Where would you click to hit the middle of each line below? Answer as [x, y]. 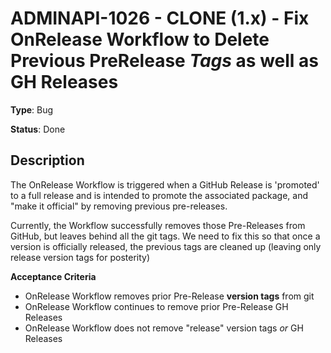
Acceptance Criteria [53, 276]
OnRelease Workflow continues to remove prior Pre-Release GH [156, 306]
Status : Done [38, 129]
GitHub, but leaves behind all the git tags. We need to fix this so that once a [165, 236]
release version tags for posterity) [80, 257]
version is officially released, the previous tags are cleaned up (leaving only [166, 246]
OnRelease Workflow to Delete [140, 39]
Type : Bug [32, 109]
